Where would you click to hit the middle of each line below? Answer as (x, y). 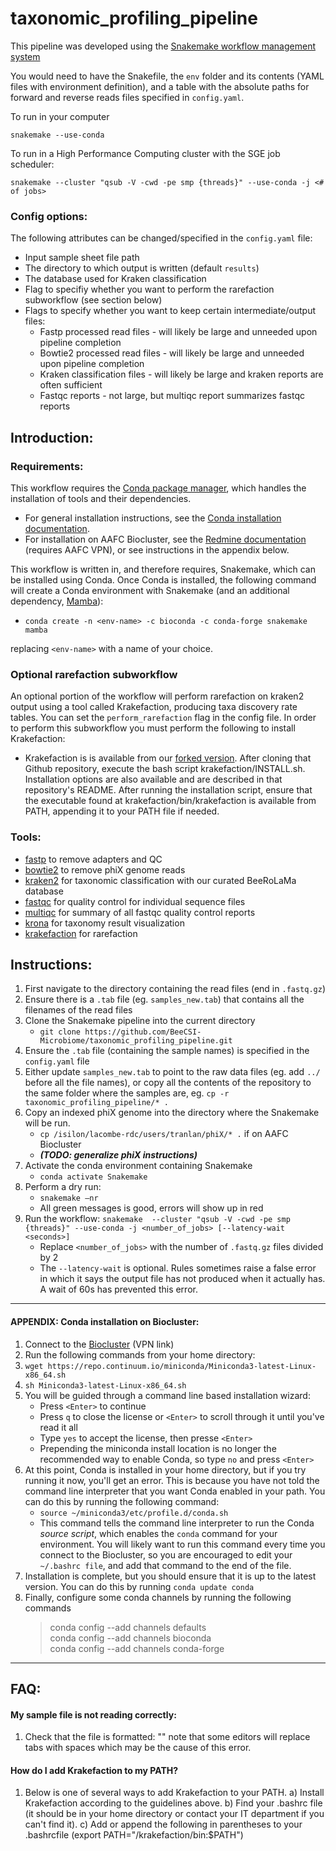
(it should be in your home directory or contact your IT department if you (174, 1814)
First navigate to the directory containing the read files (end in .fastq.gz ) (175, 989)
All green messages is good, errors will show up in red (151, 1208)
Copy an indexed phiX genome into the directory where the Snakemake (172, 1113)
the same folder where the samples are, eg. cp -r (127, 1093)
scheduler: (32, 164)
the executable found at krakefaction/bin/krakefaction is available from (170, 801)
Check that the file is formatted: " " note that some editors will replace (167, 1737)
